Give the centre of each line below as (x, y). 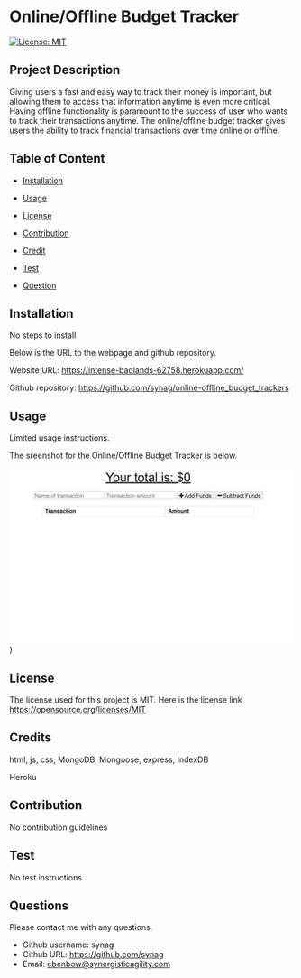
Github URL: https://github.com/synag (93, 955)
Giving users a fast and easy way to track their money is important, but (141, 91)
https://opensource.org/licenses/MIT (78, 710)
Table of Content (57, 158)
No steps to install (43, 335)
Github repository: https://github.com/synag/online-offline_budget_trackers (150, 388)
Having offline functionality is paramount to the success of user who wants (149, 111)
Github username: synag (68, 945)
